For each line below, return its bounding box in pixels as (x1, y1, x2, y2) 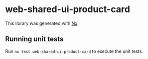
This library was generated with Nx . (5, 20, 79, 26)
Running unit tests (5, 35, 64, 43)
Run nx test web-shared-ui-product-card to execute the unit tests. (5, 48, 143, 54)
